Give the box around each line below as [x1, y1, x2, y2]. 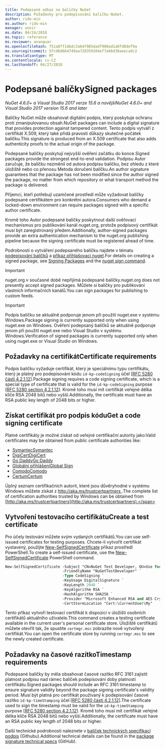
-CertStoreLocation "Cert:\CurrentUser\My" [62, 601, 153, 606]
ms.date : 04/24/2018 [5, 30, 48, 35]
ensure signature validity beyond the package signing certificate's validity [5, 687, 155, 693]
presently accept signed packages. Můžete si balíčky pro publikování [5, 282, 145, 288]
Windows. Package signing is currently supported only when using [5, 317, 139, 323]
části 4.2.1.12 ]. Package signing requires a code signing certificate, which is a [5, 376, 160, 382]
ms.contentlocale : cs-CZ [5, 58, 56, 63]
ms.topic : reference [5, 35, 48, 40]
